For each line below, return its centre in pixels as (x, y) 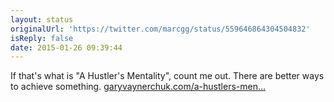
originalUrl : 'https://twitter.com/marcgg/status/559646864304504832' (160, 29)
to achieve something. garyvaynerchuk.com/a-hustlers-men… (138, 87)
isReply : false (42, 38)
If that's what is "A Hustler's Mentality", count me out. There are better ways (167, 76)
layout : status (42, 19)
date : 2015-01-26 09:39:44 (66, 47)
